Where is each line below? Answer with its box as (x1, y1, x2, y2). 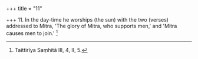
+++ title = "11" (6, 5, 42, 12)
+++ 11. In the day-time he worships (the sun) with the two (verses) (6, 16, 169, 23)
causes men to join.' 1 (6, 29, 58, 37)
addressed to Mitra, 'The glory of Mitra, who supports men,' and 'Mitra (6, 23, 177, 29)
